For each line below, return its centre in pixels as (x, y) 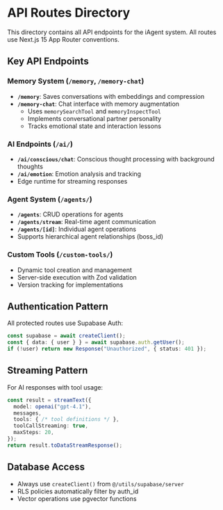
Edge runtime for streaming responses (72, 181)
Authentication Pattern (58, 306)
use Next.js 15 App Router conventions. (63, 39)
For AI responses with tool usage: (55, 387)
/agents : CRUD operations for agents (70, 214)
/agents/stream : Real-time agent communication (86, 222)
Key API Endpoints (48, 62)
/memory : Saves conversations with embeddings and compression (111, 96)
